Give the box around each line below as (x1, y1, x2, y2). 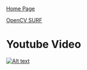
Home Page (6, 5, 35, 12)
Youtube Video (6, 38, 82, 51)
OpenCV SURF (6, 17, 43, 23)
